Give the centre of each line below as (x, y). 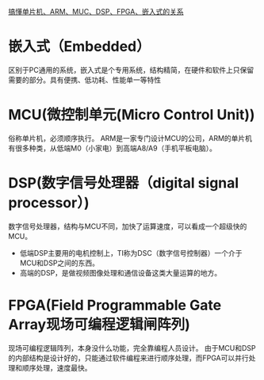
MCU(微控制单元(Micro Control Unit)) (132, 115)
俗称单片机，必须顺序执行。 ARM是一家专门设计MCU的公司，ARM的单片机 (130, 138)
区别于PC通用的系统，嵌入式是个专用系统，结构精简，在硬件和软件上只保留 (131, 70)
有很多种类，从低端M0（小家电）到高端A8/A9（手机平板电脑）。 (112, 148)
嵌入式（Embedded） (79, 47)
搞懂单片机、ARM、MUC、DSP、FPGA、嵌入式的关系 (96, 11)
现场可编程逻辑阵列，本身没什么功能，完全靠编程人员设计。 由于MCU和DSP (132, 348)
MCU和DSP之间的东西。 (59, 263)
